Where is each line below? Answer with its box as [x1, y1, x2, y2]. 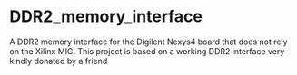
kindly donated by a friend [9, 55, 108, 66]
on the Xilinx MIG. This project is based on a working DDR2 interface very [9, 45, 285, 56]
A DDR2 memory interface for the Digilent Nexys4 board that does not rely [9, 36, 288, 47]
